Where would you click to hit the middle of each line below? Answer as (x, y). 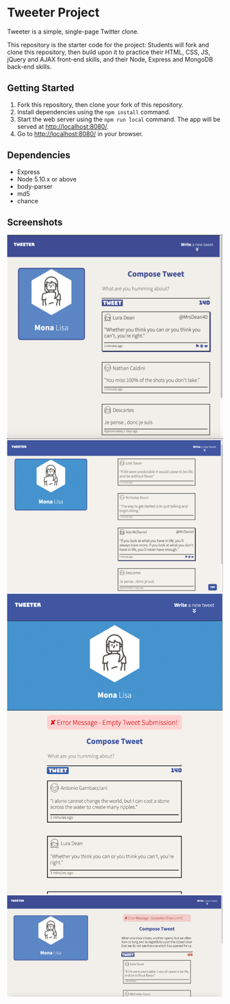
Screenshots (35, 222)
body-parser (35, 186)
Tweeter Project (53, 13)
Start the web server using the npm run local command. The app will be (119, 119)
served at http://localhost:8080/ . (63, 126)
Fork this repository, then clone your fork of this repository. (100, 105)
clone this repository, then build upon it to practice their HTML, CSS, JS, (109, 52)
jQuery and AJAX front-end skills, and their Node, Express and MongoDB (110, 59)
